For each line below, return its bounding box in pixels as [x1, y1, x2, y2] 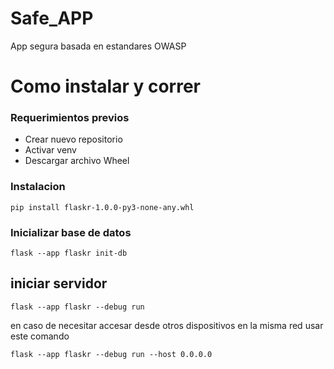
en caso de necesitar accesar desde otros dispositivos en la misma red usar [10, 319, 324, 331]
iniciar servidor [10, 275, 108, 292]
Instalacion [10, 180, 66, 194]
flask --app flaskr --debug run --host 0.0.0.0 [10, 349, 213, 359]
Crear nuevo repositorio [24, 133, 123, 146]
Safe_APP [10, 7, 94, 30]
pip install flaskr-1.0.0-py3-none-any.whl [10, 202, 195, 212]
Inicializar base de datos [10, 225, 132, 239]
